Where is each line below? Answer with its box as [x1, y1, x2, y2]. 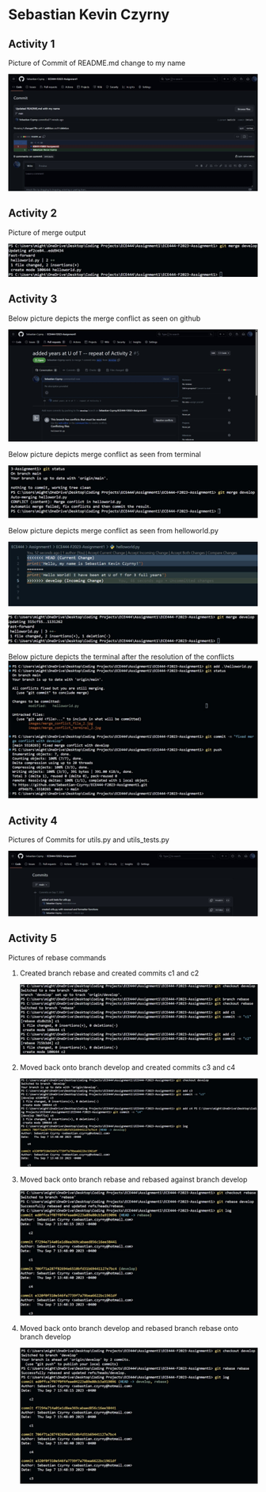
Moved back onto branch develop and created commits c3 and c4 [19, 1063, 236, 1072]
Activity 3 [8, 292, 58, 306]
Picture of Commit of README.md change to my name [8, 58, 186, 67]
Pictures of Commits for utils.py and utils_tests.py [8, 835, 170, 844]
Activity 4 [8, 813, 58, 827]
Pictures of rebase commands [8, 952, 107, 962]
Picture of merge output [8, 228, 86, 237]
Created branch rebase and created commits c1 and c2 [19, 968, 199, 978]
